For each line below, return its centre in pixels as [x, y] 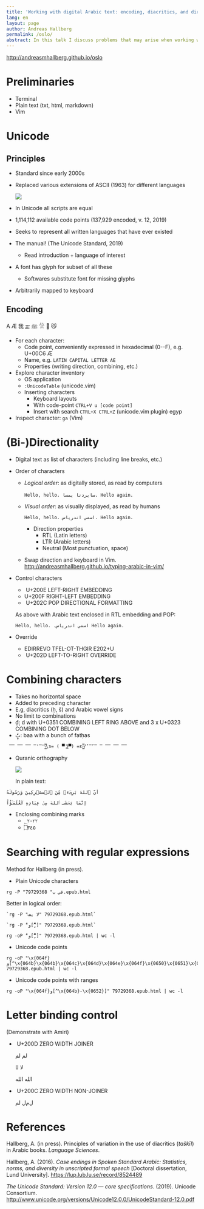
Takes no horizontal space [48, 696]
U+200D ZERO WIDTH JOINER [55, 1044]
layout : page [23, 23]
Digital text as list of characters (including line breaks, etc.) [89, 459]
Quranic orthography [41, 758]
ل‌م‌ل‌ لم [24, 1102]
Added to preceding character [53, 703]
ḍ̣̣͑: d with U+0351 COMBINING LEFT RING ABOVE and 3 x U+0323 [98, 722]
